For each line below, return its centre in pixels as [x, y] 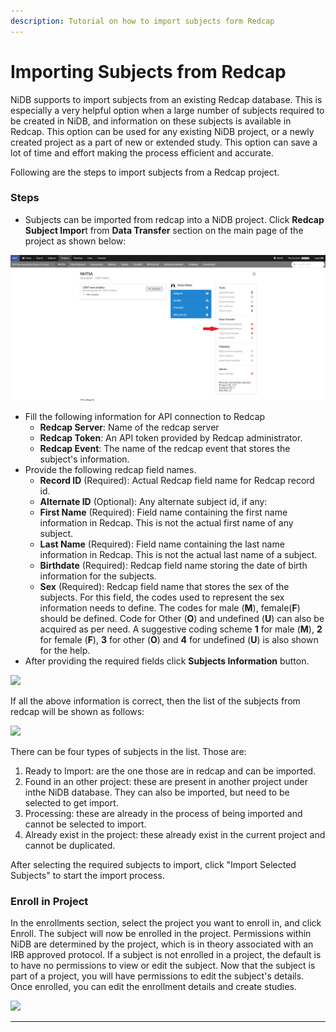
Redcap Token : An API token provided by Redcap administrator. [171, 438]
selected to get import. [71, 803]
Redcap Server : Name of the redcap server [129, 427]
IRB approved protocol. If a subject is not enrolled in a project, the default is [166, 955]
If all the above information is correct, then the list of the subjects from [155, 701]
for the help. [65, 651]
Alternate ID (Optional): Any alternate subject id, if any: [153, 502]
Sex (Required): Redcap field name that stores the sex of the [164, 587]
